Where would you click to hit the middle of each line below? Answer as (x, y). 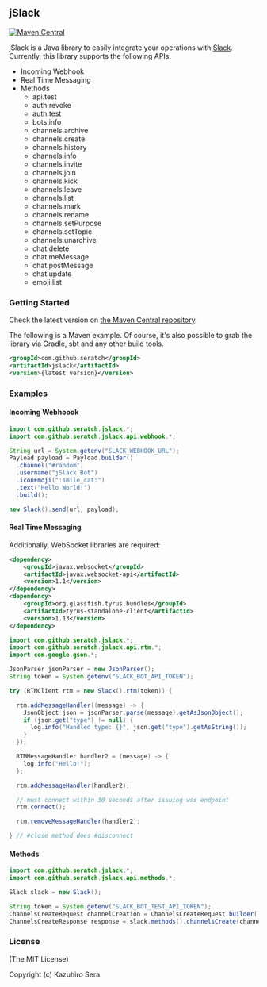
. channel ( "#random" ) (50, 466)
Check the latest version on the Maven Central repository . (103, 320)
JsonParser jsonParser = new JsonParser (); (82, 670)
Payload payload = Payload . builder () (71, 458)
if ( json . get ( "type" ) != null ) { (78, 720)
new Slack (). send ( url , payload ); (64, 509)
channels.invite (57, 164)
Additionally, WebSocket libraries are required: (85, 545)
